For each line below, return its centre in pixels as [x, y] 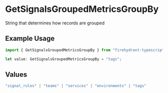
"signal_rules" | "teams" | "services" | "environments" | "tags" [76, 86]
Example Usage [30, 39]
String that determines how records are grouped [55, 23]
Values [16, 74]
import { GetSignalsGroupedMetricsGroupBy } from [58, 50]
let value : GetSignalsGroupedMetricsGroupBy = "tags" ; [63, 59]
